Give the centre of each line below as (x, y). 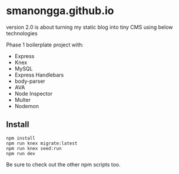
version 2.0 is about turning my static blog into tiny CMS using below (89, 27)
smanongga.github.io (60, 11)
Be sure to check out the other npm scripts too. (63, 164)
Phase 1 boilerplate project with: (45, 45)
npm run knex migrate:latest (42, 143)
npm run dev (21, 153)
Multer (23, 100)
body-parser (30, 81)
